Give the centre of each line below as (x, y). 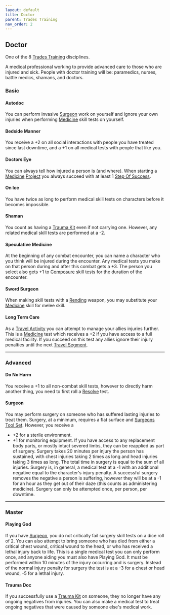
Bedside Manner (23, 131)
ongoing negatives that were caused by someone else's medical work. (79, 607)
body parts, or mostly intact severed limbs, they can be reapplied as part (88, 445)
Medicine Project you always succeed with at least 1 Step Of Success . (78, 176)
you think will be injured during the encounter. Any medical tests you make (83, 261)
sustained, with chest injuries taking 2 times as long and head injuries (85, 456)
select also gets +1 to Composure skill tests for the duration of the (74, 272)
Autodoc (15, 103)
